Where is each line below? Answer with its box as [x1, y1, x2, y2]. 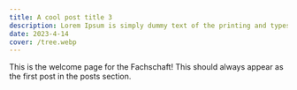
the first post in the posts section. [9, 71, 132, 82]
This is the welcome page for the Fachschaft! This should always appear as [9, 62, 285, 72]
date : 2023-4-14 [9, 29, 69, 38]
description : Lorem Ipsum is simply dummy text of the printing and [9, 21, 267, 30]
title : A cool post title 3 [9, 12, 113, 22]
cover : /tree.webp [9, 37, 77, 47]
